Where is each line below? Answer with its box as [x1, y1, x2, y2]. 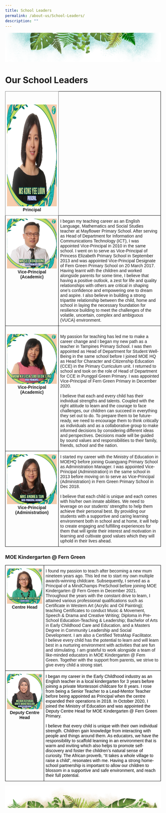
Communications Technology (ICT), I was [60, 238, 139, 243]
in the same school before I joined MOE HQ [72, 353, 157, 359]
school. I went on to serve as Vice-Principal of [60, 248, 148, 253]
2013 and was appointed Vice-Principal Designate [60, 258, 156, 263]
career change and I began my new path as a [60, 338, 147, 344]
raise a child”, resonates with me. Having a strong [45, 758, 141, 764]
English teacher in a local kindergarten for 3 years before [45, 678, 155, 684]
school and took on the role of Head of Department [60, 368, 157, 374]
